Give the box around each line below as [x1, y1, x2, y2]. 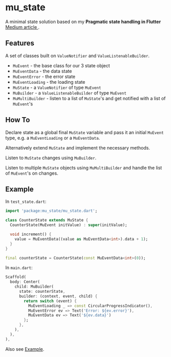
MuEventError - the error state [12, 73, 75, 80]
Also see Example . [5, 346, 45, 352]
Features [5, 39, 34, 48]
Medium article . [5, 24, 40, 30]
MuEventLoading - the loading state [12, 79, 86, 85]
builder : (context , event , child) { [18, 293, 98, 299]
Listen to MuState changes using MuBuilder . [5, 155, 97, 161]
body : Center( [10, 279, 40, 285]
